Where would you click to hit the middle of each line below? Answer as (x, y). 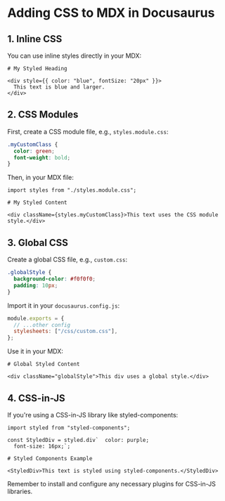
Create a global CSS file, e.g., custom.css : (67, 260)
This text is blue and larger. (59, 87)
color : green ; (34, 151)
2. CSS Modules (43, 115)
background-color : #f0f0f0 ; (55, 279)
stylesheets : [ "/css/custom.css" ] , (66, 332)
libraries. (20, 491)
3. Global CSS (38, 243)
